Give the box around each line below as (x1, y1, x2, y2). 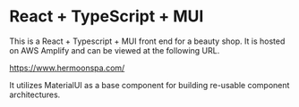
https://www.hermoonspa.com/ (9, 62, 125, 73)
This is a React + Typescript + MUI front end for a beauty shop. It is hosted (9, 36, 286, 46)
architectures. (9, 89, 61, 100)
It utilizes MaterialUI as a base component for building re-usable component (9, 79, 290, 90)
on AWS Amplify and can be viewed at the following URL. (9, 45, 220, 55)
